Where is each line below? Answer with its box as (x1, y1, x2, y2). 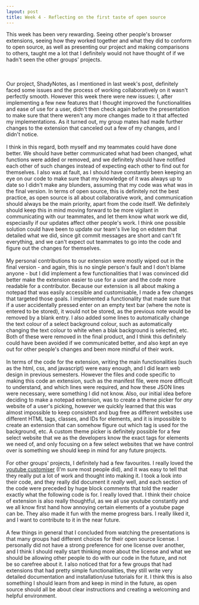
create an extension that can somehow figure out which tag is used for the (6, 421, 188, 428)
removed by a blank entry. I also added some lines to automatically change (6, 314, 189, 321)
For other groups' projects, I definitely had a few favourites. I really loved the (6, 459, 193, 466)
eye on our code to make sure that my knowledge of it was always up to (6, 175, 182, 182)
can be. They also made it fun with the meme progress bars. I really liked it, (6, 510, 190, 517)
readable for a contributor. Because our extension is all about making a (6, 282, 179, 289)
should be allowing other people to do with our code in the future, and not (6, 554, 187, 561)
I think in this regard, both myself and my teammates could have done (6, 143, 177, 151)
